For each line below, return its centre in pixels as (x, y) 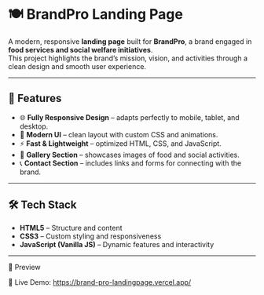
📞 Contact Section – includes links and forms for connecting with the (130, 163)
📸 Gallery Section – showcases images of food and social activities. (129, 155)
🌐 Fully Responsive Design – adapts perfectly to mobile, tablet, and (129, 117)
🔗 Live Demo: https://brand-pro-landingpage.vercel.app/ (100, 282)
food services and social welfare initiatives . (81, 49)
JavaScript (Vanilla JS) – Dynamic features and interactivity (117, 244)
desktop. (34, 126)
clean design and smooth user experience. (77, 66)
